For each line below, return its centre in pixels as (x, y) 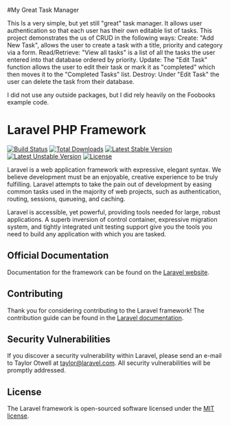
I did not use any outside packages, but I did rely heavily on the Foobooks (111, 95)
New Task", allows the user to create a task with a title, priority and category (115, 45)
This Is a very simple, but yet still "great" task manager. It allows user (105, 23)
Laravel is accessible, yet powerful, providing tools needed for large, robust (114, 212)
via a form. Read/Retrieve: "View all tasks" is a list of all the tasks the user (111, 52)
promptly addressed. (37, 370)
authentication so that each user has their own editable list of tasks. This (110, 31)
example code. (28, 102)
